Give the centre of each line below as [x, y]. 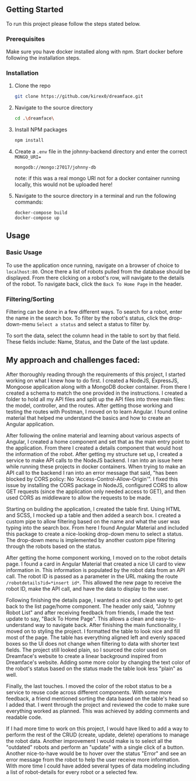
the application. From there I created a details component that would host [94, 448]
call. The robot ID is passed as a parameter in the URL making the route [92, 576]
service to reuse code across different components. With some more [89, 692]
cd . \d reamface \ [34, 119]
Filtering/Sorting [30, 299]
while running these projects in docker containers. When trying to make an [96, 466]
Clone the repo [32, 86]
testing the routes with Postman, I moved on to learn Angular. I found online [97, 412]
